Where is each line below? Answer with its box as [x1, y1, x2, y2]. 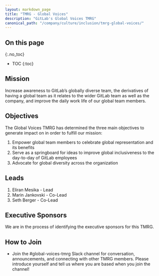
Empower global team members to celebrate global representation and [12, 139, 154, 145]
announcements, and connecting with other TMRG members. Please [12, 256, 149, 262]
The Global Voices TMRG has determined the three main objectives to [5, 124, 144, 131]
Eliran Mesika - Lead [12, 187, 53, 193]
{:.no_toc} [5, 51, 25, 57]
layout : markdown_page [5, 7, 51, 12]
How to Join [5, 238, 42, 246]
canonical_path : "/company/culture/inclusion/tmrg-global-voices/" [5, 20, 144, 26]
